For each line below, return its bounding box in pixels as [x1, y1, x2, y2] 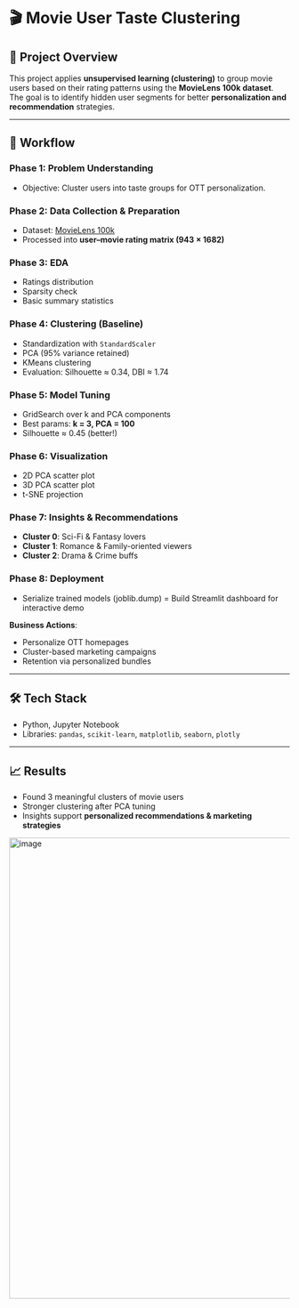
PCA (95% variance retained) [21, 347, 130, 358]
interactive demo [21, 602, 85, 613]
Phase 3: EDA [9, 256, 69, 269]
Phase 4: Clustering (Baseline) [9, 318, 144, 330]
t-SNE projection [21, 489, 84, 500]
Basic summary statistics [21, 295, 114, 306]
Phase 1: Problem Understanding [9, 162, 154, 174]
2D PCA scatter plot [21, 470, 95, 481]
